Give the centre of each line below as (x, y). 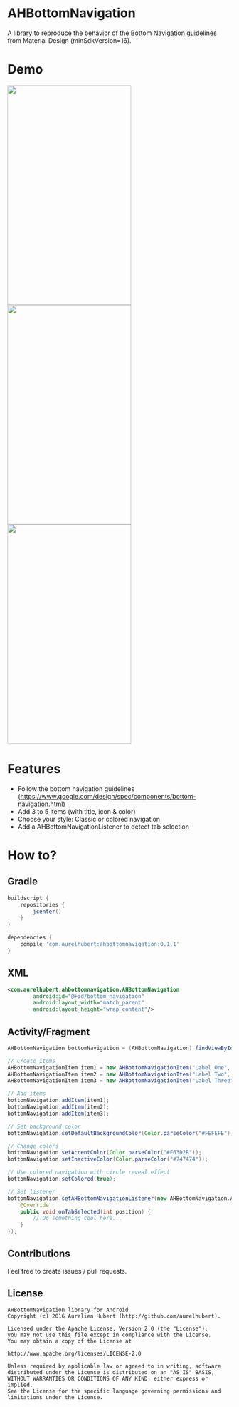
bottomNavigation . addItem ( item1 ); (59, 1101)
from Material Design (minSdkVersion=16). (69, 40)
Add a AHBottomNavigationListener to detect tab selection (103, 827)
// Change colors (33, 1146)
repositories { (43, 904)
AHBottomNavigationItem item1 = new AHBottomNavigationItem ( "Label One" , (119, 1068)
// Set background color (44, 1126)
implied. (20, 1385)
